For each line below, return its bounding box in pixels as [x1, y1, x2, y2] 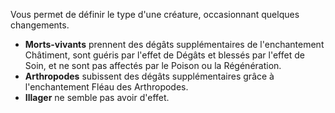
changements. [10, 19, 70, 31]
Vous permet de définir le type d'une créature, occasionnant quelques [10, 9, 300, 20]
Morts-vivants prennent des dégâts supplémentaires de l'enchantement [24, 39, 325, 50]
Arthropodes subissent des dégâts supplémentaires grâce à [24, 70, 275, 82]
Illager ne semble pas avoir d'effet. [24, 92, 170, 103]
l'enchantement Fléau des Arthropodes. [24, 81, 189, 93]
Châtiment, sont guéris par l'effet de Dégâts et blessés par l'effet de [24, 49, 305, 61]
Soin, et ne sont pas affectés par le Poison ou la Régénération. [24, 60, 282, 71]
